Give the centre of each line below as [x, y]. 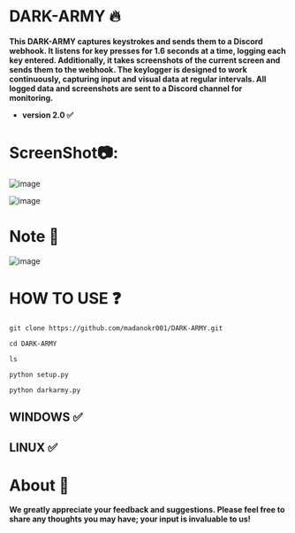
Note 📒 [34, 237]
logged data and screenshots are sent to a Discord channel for [126, 88]
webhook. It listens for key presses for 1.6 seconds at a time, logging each [148, 50]
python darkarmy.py [45, 390]
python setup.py [39, 375]
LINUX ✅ [34, 448]
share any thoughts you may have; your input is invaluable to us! [130, 519]
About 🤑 [39, 485]
